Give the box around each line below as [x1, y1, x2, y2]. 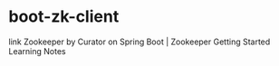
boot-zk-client [8, 6, 120, 27]
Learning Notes [8, 45, 66, 56]
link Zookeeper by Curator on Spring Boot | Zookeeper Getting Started [8, 36, 271, 47]
